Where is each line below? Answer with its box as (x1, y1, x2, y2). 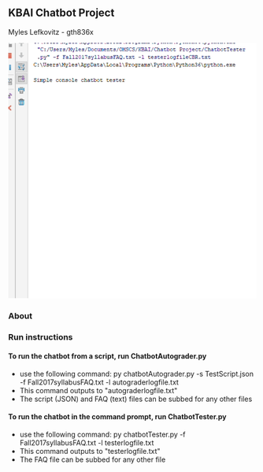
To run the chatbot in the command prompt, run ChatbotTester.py (8, 412, 227, 422)
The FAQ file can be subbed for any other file (19, 455, 166, 464)
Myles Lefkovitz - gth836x (8, 27, 94, 36)
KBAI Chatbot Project (8, 6, 115, 20)
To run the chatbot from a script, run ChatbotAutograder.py (8, 351, 207, 361)
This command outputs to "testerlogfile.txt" (19, 446, 161, 455)
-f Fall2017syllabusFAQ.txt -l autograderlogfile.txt (19, 377, 180, 387)
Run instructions (8, 332, 73, 343)
